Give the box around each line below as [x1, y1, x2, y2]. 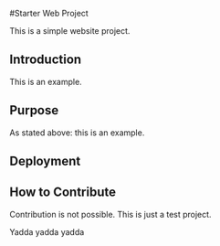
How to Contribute [9, 185, 117, 200]
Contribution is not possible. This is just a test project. [9, 209, 212, 219]
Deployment [9, 154, 81, 169]
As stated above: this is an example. [9, 127, 145, 138]
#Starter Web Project [9, 8, 89, 18]
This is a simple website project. [9, 26, 131, 36]
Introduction [9, 52, 82, 68]
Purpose [9, 102, 59, 118]
